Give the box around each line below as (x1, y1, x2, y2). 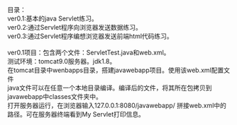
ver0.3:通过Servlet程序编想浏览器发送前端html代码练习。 (7, 32, 174, 40)
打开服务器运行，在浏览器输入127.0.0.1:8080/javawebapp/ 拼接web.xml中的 (7, 101, 227, 109)
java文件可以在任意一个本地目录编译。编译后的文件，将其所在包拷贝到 (7, 83, 212, 92)
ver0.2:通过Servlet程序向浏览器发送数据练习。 (7, 23, 142, 31)
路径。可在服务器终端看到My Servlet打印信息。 (7, 110, 145, 118)
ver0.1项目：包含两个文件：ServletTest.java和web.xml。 (7, 48, 170, 56)
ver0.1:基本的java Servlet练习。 (7, 14, 98, 23)
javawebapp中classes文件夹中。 (7, 93, 103, 100)
